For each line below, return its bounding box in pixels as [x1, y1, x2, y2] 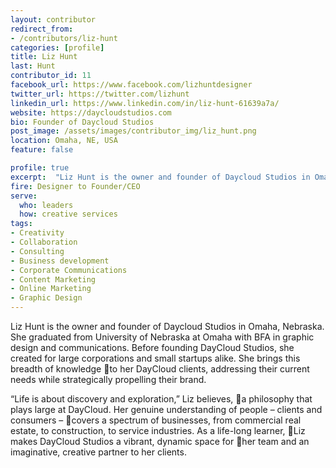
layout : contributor [10, 14, 97, 25]
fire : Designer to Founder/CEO [10, 181, 141, 191]
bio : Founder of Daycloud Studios [10, 117, 155, 127]
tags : [10, 219, 33, 229]
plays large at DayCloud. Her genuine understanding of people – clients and [10, 404, 323, 415]
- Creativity [10, 228, 65, 238]
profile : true [10, 163, 70, 173]
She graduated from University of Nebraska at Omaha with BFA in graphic [10, 331, 315, 343]
